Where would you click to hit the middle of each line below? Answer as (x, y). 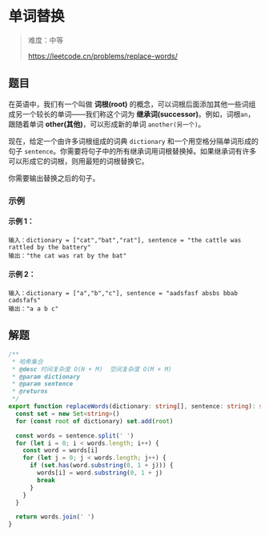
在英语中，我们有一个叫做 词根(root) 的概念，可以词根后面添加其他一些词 (129, 104)
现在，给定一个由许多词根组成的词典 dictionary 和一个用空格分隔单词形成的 (133, 141)
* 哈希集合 (28, 362)
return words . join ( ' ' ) (55, 517)
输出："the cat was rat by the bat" (68, 256)
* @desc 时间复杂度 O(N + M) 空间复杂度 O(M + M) (92, 369)
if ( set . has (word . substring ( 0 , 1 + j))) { (101, 466)
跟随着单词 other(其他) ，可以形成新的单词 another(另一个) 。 (107, 124)
